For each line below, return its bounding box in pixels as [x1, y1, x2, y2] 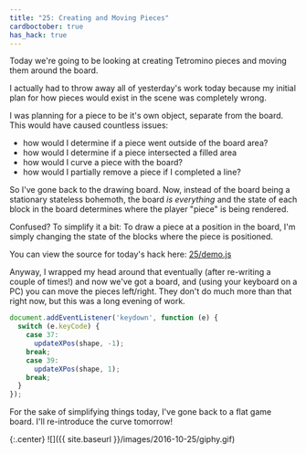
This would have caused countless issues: [9, 120, 169, 131]
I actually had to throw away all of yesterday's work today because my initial [9, 83, 297, 94]
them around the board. [9, 65, 99, 76]
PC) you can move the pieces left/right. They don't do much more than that [9, 286, 292, 297]
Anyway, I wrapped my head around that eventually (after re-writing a [9, 267, 271, 278]
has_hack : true [9, 30, 68, 39]
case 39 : [26, 355, 59, 365]
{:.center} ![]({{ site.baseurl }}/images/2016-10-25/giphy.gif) [9, 434, 236, 445]
